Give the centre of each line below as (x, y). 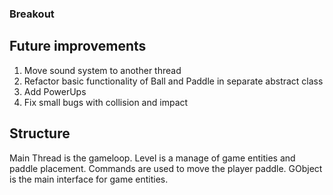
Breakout (32, 14)
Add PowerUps (55, 91)
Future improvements (78, 46)
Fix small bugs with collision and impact (106, 102)
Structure (40, 133)
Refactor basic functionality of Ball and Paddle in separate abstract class (173, 81)
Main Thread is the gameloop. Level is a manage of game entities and (152, 158)
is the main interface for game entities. (89, 179)
